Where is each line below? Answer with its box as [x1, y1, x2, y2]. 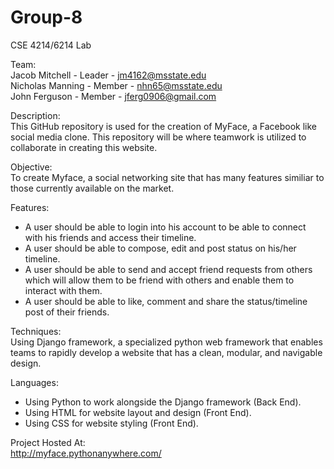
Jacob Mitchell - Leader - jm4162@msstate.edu [10, 69, 207, 81]
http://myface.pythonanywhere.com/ [10, 447, 162, 459]
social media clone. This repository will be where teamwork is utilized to [10, 131, 307, 143]
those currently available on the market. [10, 182, 175, 194]
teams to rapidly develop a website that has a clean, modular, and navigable [10, 346, 323, 358]
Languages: [10, 376, 59, 388]
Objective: [10, 161, 53, 173]
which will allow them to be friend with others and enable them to [24, 274, 295, 286]
